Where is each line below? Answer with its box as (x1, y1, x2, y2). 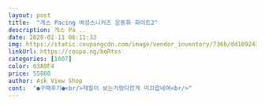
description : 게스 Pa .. (8, 26, 87, 34)
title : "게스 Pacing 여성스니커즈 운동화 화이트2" (8, 19, 159, 27)
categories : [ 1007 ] (8, 56, 73, 63)
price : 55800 (8, 70, 51, 77)
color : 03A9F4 (8, 63, 55, 70)
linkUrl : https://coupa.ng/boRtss (8, 48, 122, 56)
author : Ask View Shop (8, 77, 83, 84)
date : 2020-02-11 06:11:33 (8, 33, 97, 41)
